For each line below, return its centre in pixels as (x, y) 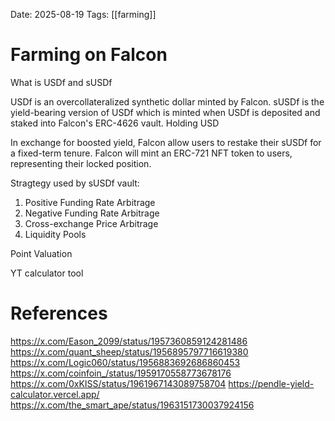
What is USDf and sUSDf (61, 82)
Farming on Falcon (89, 55)
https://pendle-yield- (271, 383)
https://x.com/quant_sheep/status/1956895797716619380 (129, 351)
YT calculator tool (47, 273)
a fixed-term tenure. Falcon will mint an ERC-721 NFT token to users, (151, 153)
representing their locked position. (81, 163)
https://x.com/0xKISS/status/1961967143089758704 (118, 383)
